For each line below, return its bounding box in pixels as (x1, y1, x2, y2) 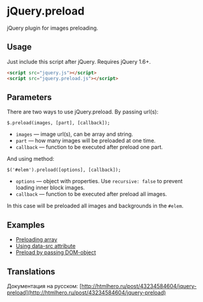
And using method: (7, 155, 55, 163)
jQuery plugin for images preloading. (7, 24, 99, 32)
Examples (7, 220, 45, 230)
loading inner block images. (15, 184, 85, 192)
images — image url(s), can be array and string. (15, 130, 133, 138)
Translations (7, 266, 56, 277)
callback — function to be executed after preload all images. (15, 190, 167, 198)
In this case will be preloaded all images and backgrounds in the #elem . (7, 202, 184, 210)
